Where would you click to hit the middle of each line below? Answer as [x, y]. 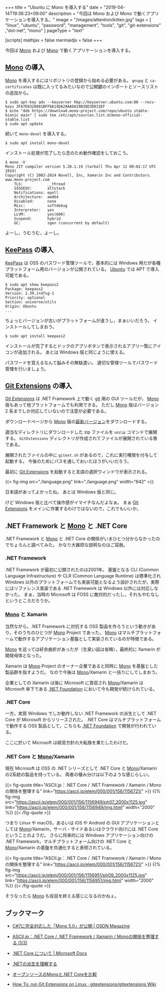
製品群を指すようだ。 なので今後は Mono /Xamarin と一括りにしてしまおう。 [83, 672]
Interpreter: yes [34, 210]
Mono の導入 [25, 68]
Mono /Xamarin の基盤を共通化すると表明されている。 [60, 848]
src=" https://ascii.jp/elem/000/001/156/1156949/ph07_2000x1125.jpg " [76, 802]
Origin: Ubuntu [21, 306]
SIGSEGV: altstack [40, 188]
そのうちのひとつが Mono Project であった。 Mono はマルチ [74, 632]
